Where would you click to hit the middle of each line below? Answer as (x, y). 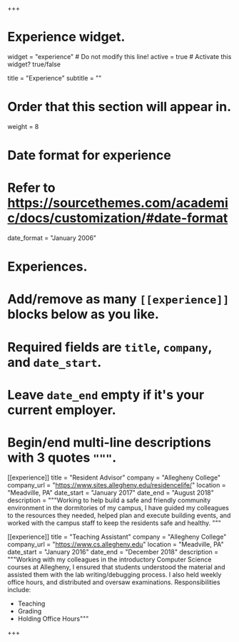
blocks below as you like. (83, 315)
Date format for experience (89, 156)
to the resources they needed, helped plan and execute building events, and (119, 515)
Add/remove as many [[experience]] (118, 299)
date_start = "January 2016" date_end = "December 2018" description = (113, 552)
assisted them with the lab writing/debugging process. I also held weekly (115, 574)
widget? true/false (34, 64)
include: (19, 589)
